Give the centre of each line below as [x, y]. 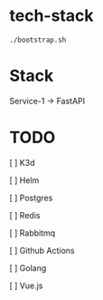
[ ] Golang [28, 267]
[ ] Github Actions [42, 250]
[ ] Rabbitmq [33, 233]
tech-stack [51, 16]
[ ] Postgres [31, 198]
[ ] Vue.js [26, 285]
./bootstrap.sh [38, 40]
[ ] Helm [24, 180]
